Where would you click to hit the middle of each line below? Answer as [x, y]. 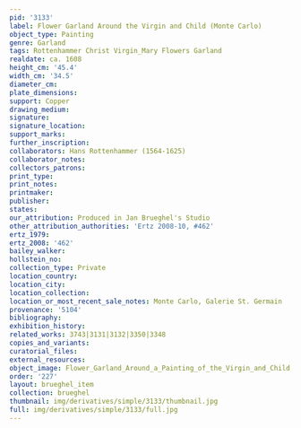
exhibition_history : [48, 327]
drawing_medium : [39, 109]
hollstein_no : [36, 260]
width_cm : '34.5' [42, 76]
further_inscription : [50, 143]
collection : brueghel [50, 393]
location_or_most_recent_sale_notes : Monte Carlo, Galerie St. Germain [146, 301]
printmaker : [31, 193]
